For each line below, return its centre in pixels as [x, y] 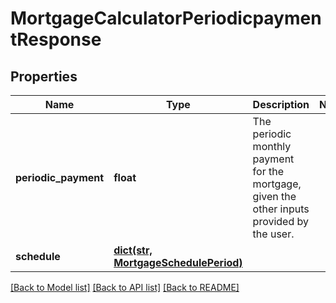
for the [268, 171]
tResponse [56, 39]
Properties [44, 76]
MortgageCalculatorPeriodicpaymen [166, 18]
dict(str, [133, 250]
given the [274, 196]
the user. [273, 234]
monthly [272, 146]
